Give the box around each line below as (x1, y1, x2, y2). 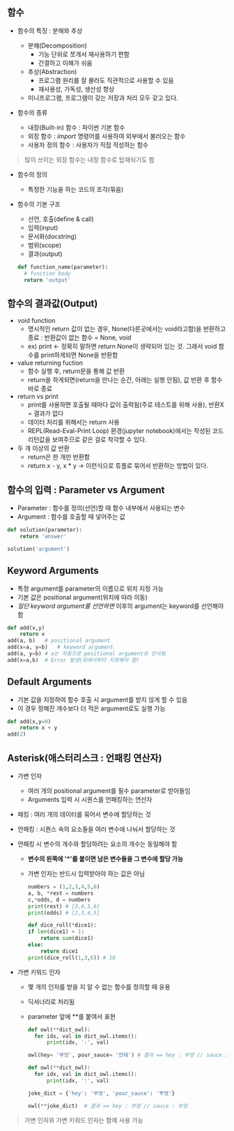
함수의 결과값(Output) (7, 297, 98, 309)
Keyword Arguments (7, 565, 99, 577)
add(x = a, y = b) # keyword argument (7, 644, 114, 651)
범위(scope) (27, 241, 62, 249)
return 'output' (24, 276, 71, 284)
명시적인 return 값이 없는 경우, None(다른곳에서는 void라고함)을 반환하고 (27, 325, 226, 333)
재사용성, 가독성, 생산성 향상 (38, 84, 115, 93)
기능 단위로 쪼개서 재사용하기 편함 (38, 50, 130, 58)
